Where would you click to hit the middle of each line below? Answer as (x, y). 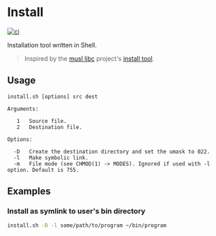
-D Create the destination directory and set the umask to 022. (112, 152)
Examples (29, 192)
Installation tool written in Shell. (52, 45)
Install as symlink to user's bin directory (76, 212)
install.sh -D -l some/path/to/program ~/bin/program (87, 226)
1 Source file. (42, 121)
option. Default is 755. (43, 170)
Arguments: (23, 109)
